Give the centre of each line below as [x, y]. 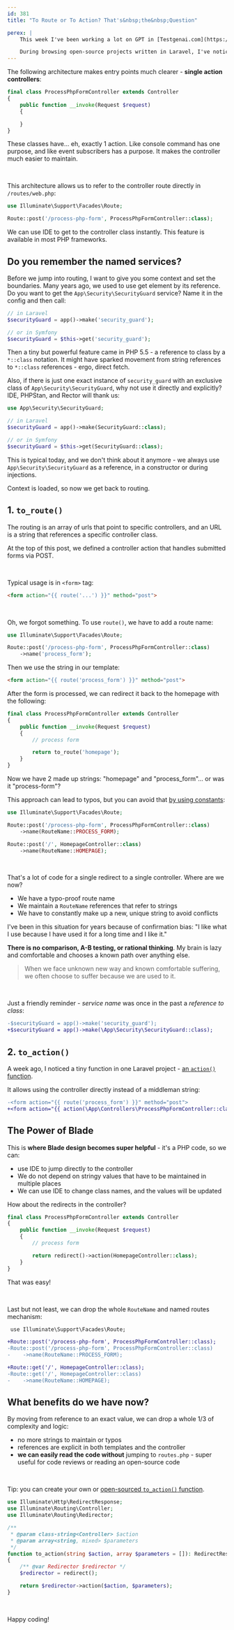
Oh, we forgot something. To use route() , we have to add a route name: [110, 622]
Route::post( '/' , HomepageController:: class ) [74, 844]
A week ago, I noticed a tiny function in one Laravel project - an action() [111, 1068]
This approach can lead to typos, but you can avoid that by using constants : [116, 800]
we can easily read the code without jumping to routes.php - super [115, 1455]
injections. [22, 474]
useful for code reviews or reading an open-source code [99, 1462]
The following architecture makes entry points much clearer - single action [115, 72]
